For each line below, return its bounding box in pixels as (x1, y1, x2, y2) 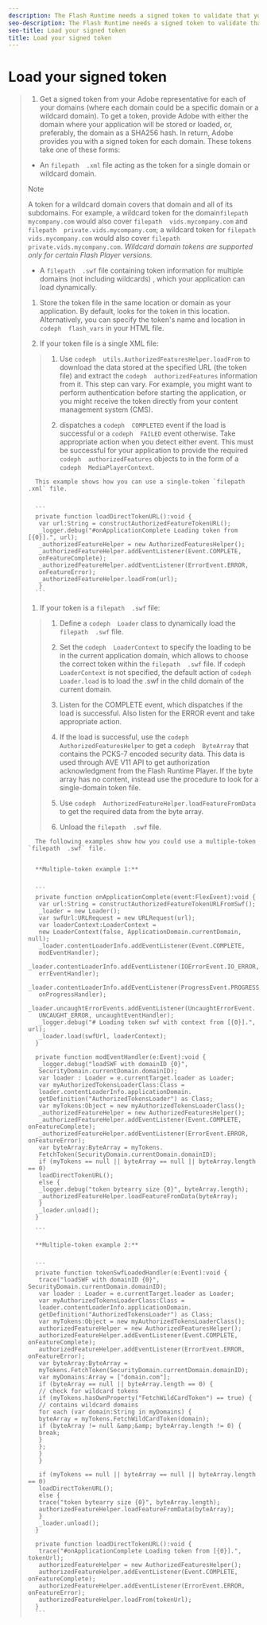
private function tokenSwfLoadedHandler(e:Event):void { (35, 1269, 228, 1277)
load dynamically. (39, 283, 98, 293)
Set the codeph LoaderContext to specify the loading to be (59, 642, 252, 652)
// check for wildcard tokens (38, 1387, 139, 1395)
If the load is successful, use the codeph (59, 732, 189, 742)
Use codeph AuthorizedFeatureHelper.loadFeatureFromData (59, 798, 257, 808)
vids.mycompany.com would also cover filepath (27, 234, 180, 243)
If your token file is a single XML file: (39, 339, 159, 348)
